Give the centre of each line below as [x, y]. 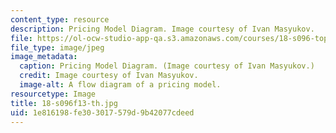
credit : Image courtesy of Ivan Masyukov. [109, 76]
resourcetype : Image [53, 94]
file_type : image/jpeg [57, 47]
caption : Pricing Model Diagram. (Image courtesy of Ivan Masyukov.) [167, 66]
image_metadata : [44, 57]
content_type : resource [60, 19]
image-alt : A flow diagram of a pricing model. [120, 85]
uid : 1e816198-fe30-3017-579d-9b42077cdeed [102, 112]
